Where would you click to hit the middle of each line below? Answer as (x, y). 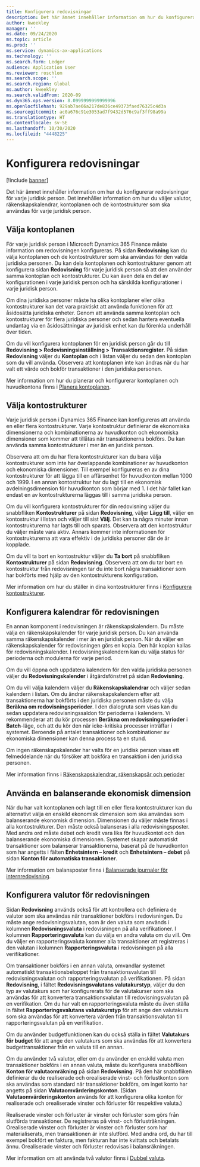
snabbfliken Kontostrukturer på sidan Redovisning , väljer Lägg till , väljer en (100, 513)
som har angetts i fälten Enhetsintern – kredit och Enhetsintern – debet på (98, 852)
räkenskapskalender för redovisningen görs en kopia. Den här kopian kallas (99, 646)
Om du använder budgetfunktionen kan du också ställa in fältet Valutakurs (98, 1034)
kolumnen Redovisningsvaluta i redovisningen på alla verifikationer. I (91, 928)
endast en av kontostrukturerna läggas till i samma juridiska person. (89, 495)
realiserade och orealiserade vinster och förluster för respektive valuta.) (94, 1103)
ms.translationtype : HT (36, 117)
